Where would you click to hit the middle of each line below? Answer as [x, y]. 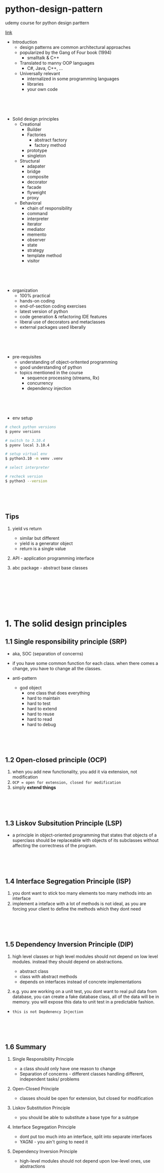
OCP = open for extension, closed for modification [66, 783]
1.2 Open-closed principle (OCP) [56, 760]
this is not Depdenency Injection [48, 1012]
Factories [37, 134]
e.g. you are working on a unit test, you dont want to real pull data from [84, 991]
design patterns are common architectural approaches [75, 47]
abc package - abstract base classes [50, 567]
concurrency [40, 383]
